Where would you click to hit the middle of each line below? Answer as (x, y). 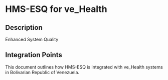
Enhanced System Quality (32, 39)
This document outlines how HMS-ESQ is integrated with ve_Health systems (84, 67)
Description (24, 28)
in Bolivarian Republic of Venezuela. (42, 72)
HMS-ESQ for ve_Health (56, 9)
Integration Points (34, 55)
